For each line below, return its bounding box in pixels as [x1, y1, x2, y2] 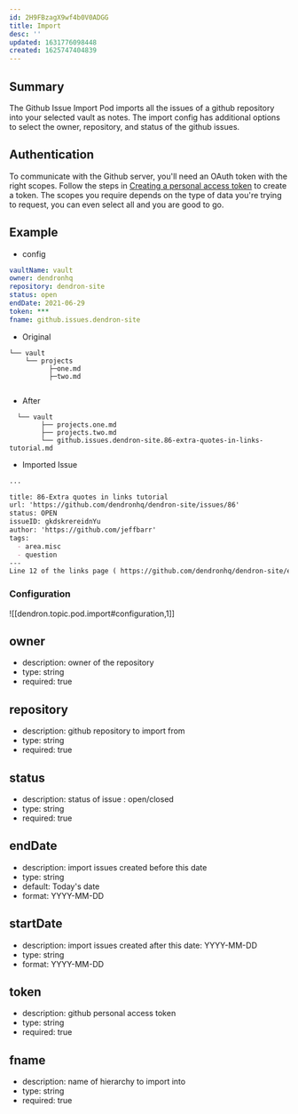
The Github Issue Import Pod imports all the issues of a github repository [9, 102, 275, 113]
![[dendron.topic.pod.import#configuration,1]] [9, 608, 176, 619]
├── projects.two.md [41, 428, 117, 437]
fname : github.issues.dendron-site [9, 315, 141, 325]
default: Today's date [21, 881, 100, 892]
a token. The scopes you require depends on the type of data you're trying [9, 189, 282, 200]
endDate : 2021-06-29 [9, 299, 86, 308]
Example [9, 225, 59, 240]
